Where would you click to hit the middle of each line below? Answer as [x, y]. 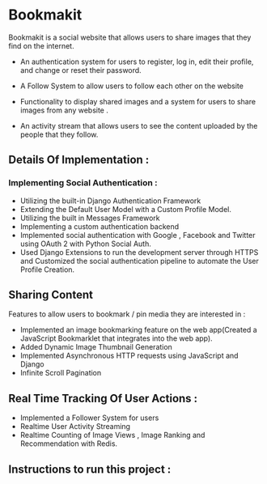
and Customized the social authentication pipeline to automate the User [139, 261]
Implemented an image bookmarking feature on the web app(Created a [138, 330]
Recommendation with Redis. [69, 444]
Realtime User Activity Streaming [75, 427]
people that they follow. [59, 134]
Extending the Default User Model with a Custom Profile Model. [126, 209]
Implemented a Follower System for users [89, 418]
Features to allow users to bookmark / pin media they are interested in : [127, 314]
